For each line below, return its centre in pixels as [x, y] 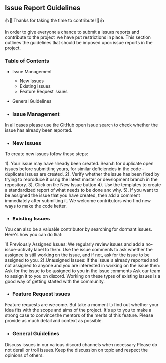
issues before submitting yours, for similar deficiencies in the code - [75, 169]
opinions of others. [24, 355]
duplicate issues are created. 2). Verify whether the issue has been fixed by [82, 174]
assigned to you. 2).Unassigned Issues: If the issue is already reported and [82, 260]
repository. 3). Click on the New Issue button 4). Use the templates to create [83, 184]
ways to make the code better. [36, 206]
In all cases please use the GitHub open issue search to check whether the [82, 125]
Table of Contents [27, 61]
